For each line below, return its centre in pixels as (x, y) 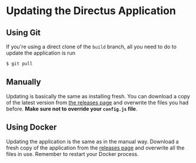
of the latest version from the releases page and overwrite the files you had (97, 102)
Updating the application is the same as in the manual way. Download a (92, 141)
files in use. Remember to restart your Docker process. (73, 154)
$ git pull (19, 64)
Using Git (24, 33)
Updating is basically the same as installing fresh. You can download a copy (98, 96)
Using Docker (31, 127)
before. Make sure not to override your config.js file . (72, 109)
